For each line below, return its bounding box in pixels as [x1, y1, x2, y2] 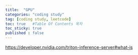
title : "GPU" [5, 7, 35, 12]
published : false [5, 30, 44, 35]
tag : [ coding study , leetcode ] [5, 16, 71, 21]
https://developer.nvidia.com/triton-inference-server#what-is [5, 44, 133, 50]
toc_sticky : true [5, 26, 42, 31]
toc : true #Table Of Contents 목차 [5, 21, 82, 26]
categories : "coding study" [5, 12, 65, 17]
